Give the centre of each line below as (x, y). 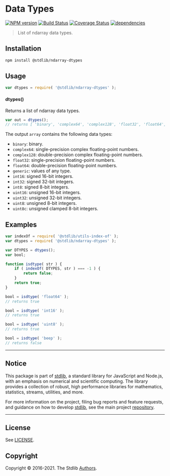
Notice (16, 364)
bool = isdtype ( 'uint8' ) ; (35, 324)
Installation (23, 49)
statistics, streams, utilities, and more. (45, 392)
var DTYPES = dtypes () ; (30, 250)
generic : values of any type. (42, 171)
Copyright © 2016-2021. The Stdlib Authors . (51, 468)
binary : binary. (28, 144)
